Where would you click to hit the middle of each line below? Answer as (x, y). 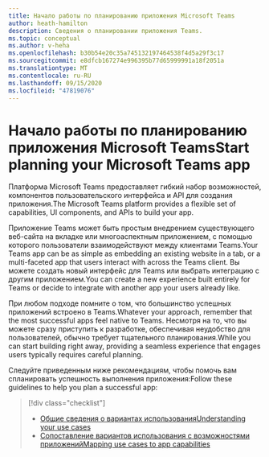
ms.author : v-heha (39, 46)
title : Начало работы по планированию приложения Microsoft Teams (122, 16)
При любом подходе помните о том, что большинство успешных (120, 303)
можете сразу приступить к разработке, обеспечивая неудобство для (129, 329)
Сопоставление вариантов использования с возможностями (145, 436)
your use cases (65, 427)
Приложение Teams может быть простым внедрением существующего (131, 228)
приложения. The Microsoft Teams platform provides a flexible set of (122, 204)
